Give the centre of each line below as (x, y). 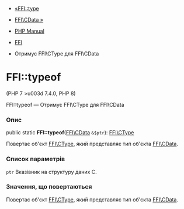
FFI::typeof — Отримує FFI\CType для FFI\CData (65, 104)
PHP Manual (29, 31)
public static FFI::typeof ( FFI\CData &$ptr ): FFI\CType (70, 133)
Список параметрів (36, 159)
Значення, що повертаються (49, 187)
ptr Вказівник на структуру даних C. (52, 172)
